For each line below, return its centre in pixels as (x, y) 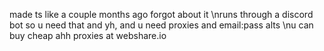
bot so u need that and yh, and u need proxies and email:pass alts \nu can (161, 25)
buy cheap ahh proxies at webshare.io (88, 35)
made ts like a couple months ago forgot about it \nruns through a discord (161, 14)
